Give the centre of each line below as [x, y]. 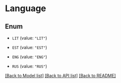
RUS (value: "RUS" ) [30, 66]
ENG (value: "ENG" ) [30, 57]
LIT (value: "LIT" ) [30, 38]
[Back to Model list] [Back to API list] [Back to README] [60, 75]
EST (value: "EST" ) [30, 47]
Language [26, 8]
